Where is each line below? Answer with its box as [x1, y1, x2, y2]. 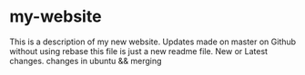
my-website [9, 6, 102, 27]
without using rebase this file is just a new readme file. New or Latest [9, 45, 269, 56]
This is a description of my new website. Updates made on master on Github [9, 36, 297, 47]
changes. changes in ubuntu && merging [9, 55, 162, 66]
